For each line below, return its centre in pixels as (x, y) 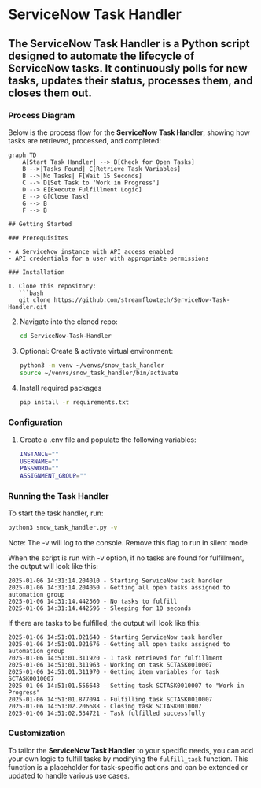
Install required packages (61, 388)
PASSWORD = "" (39, 469)
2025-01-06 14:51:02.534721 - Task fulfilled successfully (107, 714)
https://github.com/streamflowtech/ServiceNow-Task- (142, 300)
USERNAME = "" (39, 461)
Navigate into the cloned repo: (68, 322)
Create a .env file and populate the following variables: (108, 440)
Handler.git (28, 307)
